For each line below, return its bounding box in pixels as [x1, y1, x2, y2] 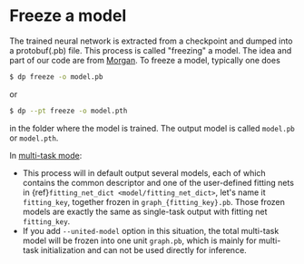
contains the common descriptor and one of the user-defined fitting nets [22, 177, 295, 188]
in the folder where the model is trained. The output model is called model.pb [9, 122, 295, 133]
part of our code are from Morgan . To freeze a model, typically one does [9, 54, 281, 65]
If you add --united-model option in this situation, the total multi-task [22, 225, 279, 236]
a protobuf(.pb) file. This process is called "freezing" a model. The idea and [9, 44, 292, 55]
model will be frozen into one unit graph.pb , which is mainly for [22, 235, 257, 246]
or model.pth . [9, 132, 59, 143]
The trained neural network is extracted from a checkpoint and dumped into [9, 35, 293, 46]
